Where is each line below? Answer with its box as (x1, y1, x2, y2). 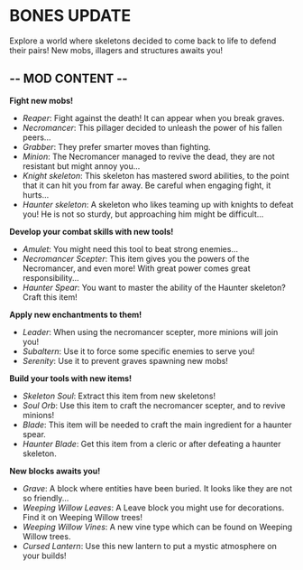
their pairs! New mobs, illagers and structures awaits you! (9, 44, 224, 55)
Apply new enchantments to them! (9, 309, 142, 320)
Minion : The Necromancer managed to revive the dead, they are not (22, 151, 275, 162)
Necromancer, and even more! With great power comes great (22, 263, 251, 274)
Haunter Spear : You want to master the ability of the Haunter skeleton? (22, 282, 286, 293)
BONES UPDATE (9, 5, 132, 26)
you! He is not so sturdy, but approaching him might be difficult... (22, 209, 264, 220)
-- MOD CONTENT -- (9, 71, 128, 87)
